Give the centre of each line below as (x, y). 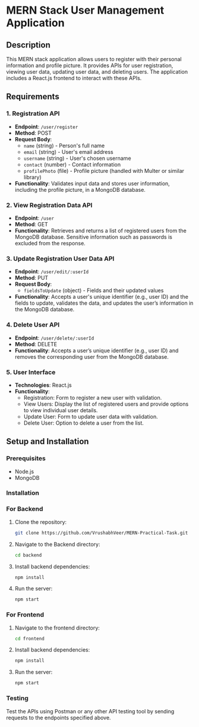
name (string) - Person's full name (64, 146)
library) (32, 177)
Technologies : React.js (43, 385)
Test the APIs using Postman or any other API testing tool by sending (90, 711)
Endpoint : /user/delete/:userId (54, 338)
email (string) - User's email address (69, 151)
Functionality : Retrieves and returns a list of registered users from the (101, 230)
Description (28, 45)
